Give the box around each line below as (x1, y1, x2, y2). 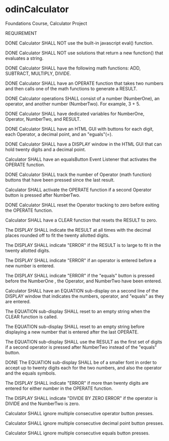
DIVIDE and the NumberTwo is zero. (5, 400, 80, 407)
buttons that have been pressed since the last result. (5, 176, 115, 183)
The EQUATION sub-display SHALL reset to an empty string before (5, 323, 145, 329)
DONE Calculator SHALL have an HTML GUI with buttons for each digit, (5, 126, 154, 132)
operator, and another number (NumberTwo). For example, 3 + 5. (5, 100, 141, 107)
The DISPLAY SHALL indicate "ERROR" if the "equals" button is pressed (5, 272, 155, 278)
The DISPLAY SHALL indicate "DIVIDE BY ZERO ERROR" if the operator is (5, 395, 158, 401)
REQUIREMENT (5, 30, 37, 36)
